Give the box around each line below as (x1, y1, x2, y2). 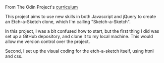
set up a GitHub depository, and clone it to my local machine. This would (5, 34, 153, 39)
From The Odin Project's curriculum (5, 4, 78, 10)
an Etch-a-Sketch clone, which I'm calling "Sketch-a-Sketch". (5, 19, 131, 24)
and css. (5, 53, 23, 59)
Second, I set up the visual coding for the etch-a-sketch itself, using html (5, 48, 154, 54)
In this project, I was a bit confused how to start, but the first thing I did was (5, 28, 160, 34)
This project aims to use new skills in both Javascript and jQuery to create (5, 14, 156, 19)
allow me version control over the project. (5, 39, 90, 44)
